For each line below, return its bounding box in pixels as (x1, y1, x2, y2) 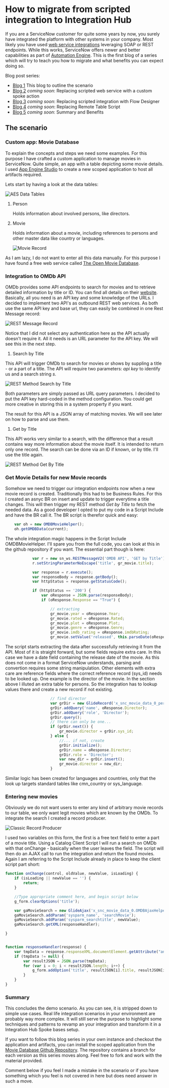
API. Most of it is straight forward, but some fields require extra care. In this (5, 649, 161, 655)
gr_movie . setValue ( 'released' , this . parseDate (50, 635, 150, 640)
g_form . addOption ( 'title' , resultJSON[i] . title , (32, 968, 136, 973)
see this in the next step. (5, 341, 56, 347)
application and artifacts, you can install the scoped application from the (5, 1042, 155, 1048)
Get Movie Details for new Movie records (5, 474, 107, 481)
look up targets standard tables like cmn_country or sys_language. (5, 780, 143, 787)
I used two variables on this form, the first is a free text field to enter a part (5, 835, 159, 841)
